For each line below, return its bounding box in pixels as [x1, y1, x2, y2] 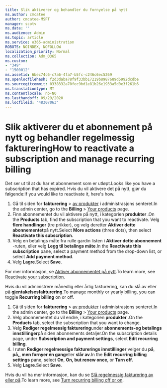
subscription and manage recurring [5, 153, 155, 165]
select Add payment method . [12, 254, 74, 260]
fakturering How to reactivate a [5, 143, 134, 154]
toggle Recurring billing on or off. [5, 294, 75, 300]
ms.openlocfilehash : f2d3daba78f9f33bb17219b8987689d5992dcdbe [5, 77, 139, 82]
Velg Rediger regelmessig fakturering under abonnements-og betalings [12, 325, 162, 331]
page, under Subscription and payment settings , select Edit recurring [12, 336, 158, 342]
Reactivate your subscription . [5, 274, 66, 280]
